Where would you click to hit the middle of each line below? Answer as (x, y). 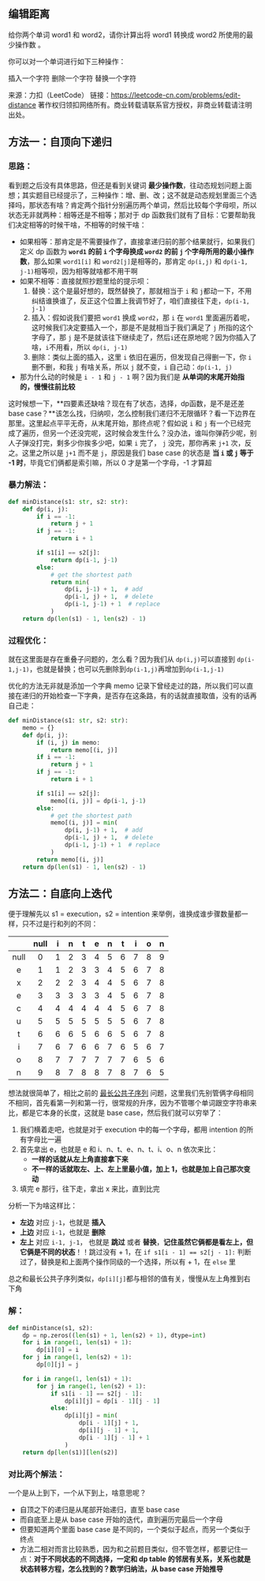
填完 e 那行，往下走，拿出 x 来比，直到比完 (90, 1189)
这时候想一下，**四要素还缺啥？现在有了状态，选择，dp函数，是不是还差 (127, 403)
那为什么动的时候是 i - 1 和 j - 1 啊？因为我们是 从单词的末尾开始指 (132, 377)
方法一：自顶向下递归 (60, 142)
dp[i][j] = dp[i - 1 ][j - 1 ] (112, 1401)
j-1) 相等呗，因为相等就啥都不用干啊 (78, 271)
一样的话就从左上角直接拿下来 (80, 1159)
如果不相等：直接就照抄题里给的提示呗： (85, 281)
